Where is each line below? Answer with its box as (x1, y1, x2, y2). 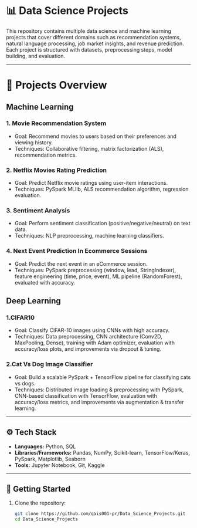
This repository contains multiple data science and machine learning (6, 27, 172, 35)
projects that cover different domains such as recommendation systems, (6, 33, 181, 40)
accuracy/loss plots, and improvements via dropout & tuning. (14, 346, 162, 353)
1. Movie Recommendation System (6, 119, 107, 127)
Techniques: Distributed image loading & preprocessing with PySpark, (14, 386, 184, 393)
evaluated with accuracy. (14, 279, 75, 286)
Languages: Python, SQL (14, 443, 76, 450)
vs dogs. (14, 380, 36, 387)
